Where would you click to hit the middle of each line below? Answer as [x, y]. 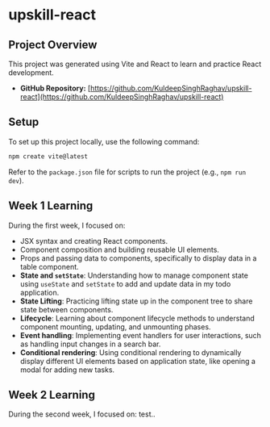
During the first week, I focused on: [67, 225]
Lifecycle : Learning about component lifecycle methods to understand [137, 318]
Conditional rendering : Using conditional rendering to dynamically [131, 352]
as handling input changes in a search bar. [90, 344]
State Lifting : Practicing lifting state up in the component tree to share [136, 301]
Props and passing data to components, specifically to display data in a [138, 258]
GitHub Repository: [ [55, 88]
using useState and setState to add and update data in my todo [125, 283]
